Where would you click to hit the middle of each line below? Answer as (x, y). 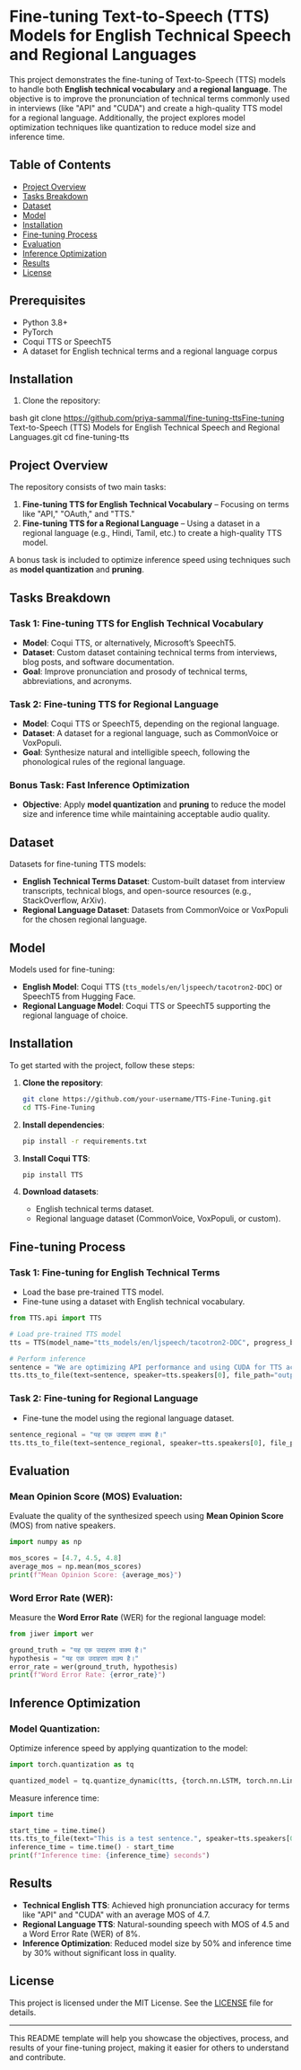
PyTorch (38, 332)
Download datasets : (60, 1192)
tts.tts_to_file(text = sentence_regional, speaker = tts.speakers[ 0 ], (138, 1443)
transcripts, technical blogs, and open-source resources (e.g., (137, 891)
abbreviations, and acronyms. (77, 680)
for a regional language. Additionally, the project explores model (128, 118)
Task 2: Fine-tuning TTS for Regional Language (114, 704)
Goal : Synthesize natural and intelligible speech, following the (136, 752)
